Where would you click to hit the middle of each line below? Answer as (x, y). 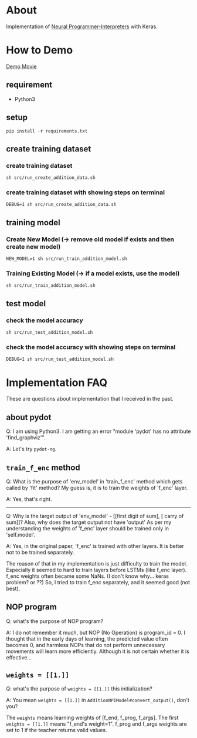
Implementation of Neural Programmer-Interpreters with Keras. (82, 26)
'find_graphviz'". (26, 438)
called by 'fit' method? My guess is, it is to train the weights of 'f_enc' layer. (97, 488)
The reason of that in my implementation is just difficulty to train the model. (97, 564)
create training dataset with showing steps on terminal (86, 192)
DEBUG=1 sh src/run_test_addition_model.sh (60, 359)
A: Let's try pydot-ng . (31, 449)
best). (13, 589)
